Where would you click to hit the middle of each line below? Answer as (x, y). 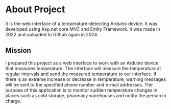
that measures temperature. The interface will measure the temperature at (83, 68)
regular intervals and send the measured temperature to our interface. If (81, 74)
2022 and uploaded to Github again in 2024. (52, 34)
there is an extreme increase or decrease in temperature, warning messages (86, 79)
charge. (13, 101)
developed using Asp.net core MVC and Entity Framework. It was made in (83, 29)
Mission (18, 50)
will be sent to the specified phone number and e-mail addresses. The (79, 84)
